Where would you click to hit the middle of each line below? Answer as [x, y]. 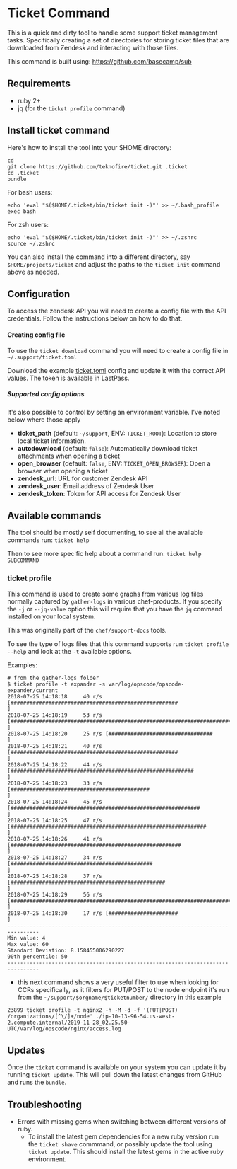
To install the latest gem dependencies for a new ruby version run [123, 1136]
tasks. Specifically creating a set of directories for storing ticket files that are [118, 40]
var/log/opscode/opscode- [146, 684]
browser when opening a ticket [62, 471]
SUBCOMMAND [23, 560]
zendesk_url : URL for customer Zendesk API [83, 478]
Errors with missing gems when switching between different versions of [122, 1122]
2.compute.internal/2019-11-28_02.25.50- [69, 1023]
